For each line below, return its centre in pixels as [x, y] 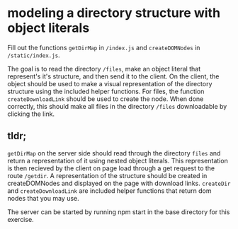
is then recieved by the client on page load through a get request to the [111, 168]
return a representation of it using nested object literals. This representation [118, 160]
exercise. [21, 219]
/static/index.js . [34, 55]
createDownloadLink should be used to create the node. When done [106, 99]
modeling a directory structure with [114, 13]
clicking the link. [31, 114]
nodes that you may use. [43, 198]
